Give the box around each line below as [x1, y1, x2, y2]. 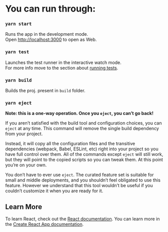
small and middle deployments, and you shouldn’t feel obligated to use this [5, 177, 160, 183]
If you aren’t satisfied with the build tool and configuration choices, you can [5, 120, 162, 126]
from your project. [5, 131, 43, 137]
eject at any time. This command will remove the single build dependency [5, 126, 159, 132]
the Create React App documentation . [5, 221, 84, 227]
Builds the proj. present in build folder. [5, 88, 86, 94]
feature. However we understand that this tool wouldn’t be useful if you [5, 183, 153, 189]
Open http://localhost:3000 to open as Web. [5, 36, 97, 43]
